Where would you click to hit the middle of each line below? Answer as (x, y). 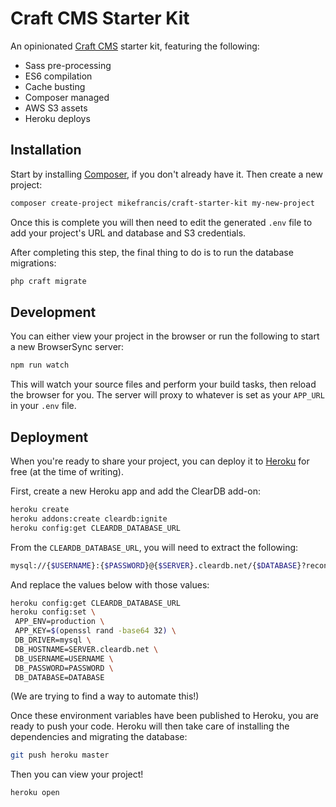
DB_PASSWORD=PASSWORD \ (64, 668)
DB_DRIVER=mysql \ (53, 640)
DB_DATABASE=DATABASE (59, 677)
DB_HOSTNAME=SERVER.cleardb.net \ (86, 649)
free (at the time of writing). (67, 471)
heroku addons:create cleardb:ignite (89, 518)
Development (53, 312)
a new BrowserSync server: (67, 347)
